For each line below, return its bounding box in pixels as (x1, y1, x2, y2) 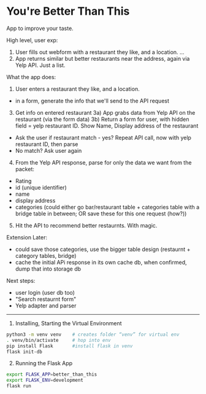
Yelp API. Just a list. (15, 61, 66, 69)
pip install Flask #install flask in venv (6, 342, 133, 349)
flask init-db (6, 349, 43, 355)
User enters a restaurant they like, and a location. (15, 85, 140, 93)
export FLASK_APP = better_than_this (6, 371, 97, 378)
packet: (15, 165, 35, 172)
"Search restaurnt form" (15, 295, 77, 303)
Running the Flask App (15, 360, 73, 367)
